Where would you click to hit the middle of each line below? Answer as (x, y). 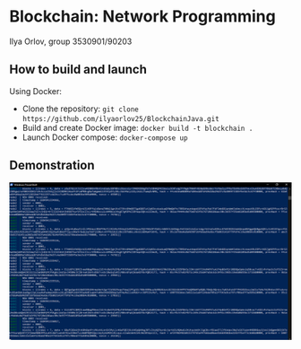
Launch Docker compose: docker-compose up (105, 137)
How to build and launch (78, 70)
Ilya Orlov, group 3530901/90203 (71, 41)
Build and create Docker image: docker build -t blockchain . (138, 127)
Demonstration (52, 166)
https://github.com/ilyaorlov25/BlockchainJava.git (120, 118)
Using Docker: (36, 91)
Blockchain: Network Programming (142, 17)
